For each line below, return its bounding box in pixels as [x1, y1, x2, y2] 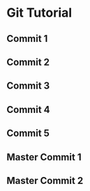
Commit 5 [6, 128, 50, 139]
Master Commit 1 [6, 151, 82, 163]
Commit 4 [6, 103, 50, 116]
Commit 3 [6, 80, 50, 92]
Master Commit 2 [6, 174, 84, 186]
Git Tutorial [6, 5, 73, 21]
